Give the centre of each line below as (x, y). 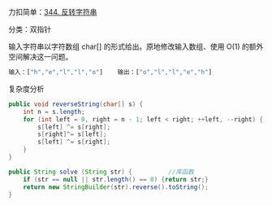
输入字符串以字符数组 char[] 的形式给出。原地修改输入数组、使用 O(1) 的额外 (136, 46)
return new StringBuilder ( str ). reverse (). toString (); (116, 187)
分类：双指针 (30, 29)
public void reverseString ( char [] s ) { (76, 104)
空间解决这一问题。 (41, 57)
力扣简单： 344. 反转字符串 (53, 12)
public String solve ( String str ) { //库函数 (101, 172)
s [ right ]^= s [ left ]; (72, 134)
